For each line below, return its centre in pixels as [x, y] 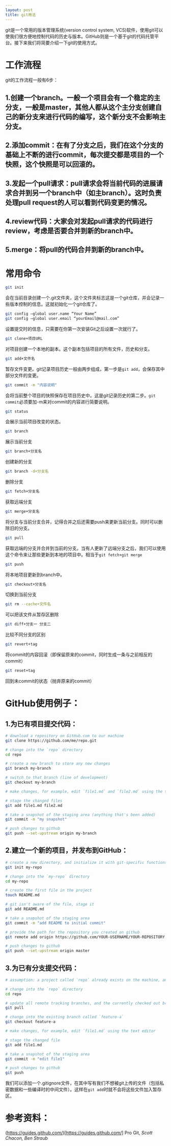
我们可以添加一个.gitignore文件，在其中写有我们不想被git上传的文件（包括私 [85, 1083]
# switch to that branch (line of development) [57, 778]
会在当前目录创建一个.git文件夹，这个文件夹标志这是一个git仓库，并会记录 [83, 298]
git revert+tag [21, 644]
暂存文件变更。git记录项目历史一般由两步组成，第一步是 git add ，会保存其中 [85, 369]
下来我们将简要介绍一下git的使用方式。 [59, 43]
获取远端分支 [19, 502]
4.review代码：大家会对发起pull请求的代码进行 [79, 221]
